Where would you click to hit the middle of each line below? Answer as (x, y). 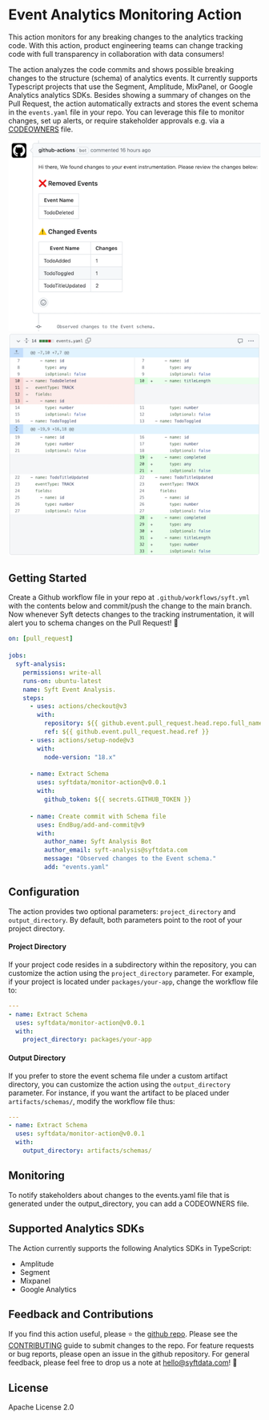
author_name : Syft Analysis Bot (98, 842)
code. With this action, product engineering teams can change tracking (126, 45)
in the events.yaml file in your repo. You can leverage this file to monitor (126, 112)
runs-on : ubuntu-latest (62, 681)
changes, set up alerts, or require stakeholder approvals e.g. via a (116, 120)
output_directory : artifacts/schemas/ (87, 1151)
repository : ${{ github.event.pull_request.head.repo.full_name (153, 723)
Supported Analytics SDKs (76, 1229)
